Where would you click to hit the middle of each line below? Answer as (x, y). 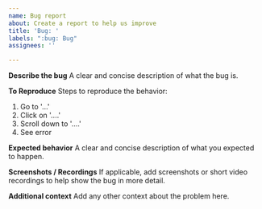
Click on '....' (40, 115)
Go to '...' (35, 107)
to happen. (26, 157)
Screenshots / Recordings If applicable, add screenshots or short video (128, 172)
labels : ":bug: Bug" (43, 38)
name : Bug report (37, 16)
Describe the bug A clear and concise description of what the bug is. (123, 76)
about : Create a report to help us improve (83, 23)
